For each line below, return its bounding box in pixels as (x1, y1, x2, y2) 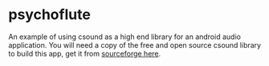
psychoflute (8, 6, 91, 24)
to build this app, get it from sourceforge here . (8, 49, 161, 58)
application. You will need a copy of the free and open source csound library (8, 40, 262, 49)
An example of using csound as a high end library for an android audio (8, 32, 241, 41)
